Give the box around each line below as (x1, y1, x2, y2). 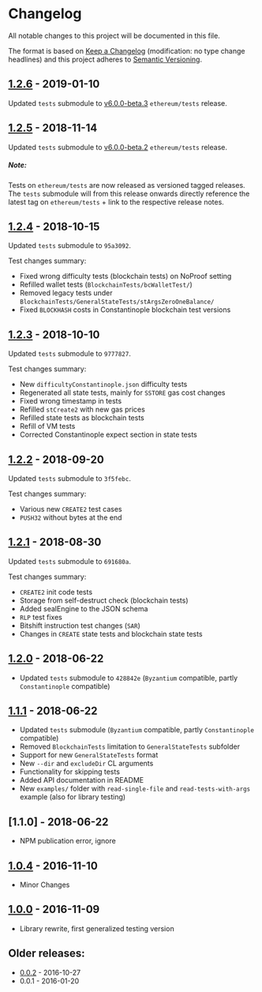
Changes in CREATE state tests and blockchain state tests (19, 629, 203, 638)
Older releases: (8, 947, 85, 960)
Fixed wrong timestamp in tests (19, 396, 122, 406)
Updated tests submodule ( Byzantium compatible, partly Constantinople (19, 725, 255, 735)
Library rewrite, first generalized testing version (19, 923, 175, 933)
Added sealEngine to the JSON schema (19, 603, 148, 613)
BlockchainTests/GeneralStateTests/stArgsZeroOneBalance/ (19, 298, 215, 306)
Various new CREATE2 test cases (19, 504, 122, 513)
